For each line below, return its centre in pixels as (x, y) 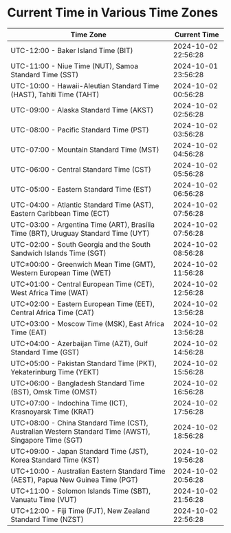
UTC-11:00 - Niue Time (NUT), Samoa (75, 66)
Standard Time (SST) (45, 74)
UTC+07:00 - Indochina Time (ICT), (69, 403)
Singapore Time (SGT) (47, 440)
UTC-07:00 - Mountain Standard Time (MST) (85, 150)
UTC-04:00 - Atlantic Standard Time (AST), (82, 205)
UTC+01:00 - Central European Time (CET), (82, 284)
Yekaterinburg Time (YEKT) (55, 372)
